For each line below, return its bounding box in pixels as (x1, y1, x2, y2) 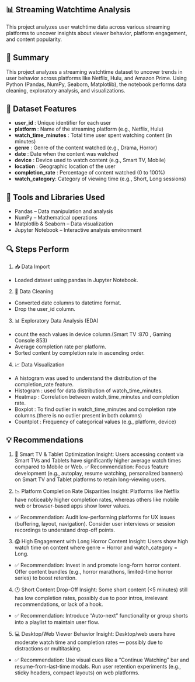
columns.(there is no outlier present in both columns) (14, 412, 142, 419)
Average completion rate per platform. (14, 343, 107, 350)
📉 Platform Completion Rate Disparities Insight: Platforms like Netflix (14, 488, 180, 495)
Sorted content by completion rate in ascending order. (14, 349, 145, 357)
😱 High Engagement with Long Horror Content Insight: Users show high (14, 537, 189, 544)
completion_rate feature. (14, 381, 74, 388)
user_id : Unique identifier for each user (14, 119, 112, 126)
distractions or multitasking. (14, 645, 82, 652)
